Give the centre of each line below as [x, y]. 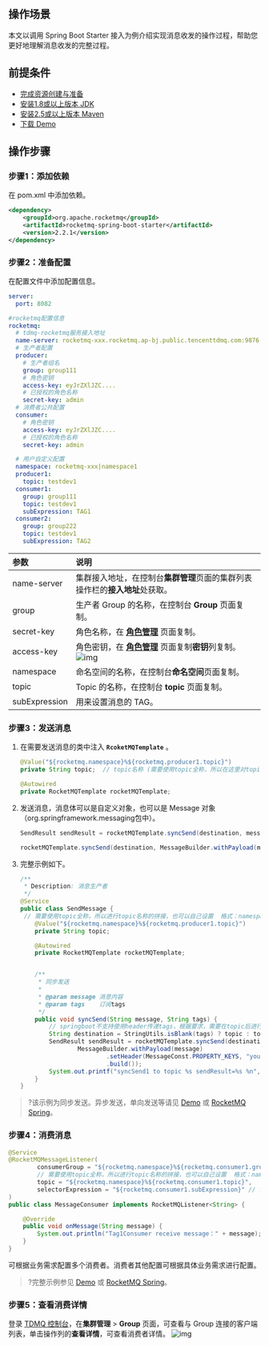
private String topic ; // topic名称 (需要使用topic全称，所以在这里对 [133, 770]
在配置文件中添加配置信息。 [54, 281]
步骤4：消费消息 [40, 1135]
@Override [39, 1219]
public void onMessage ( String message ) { [92, 1227]
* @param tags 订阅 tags [82, 1004]
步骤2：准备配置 [40, 262]
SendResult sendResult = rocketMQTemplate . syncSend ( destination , [131, 833]
